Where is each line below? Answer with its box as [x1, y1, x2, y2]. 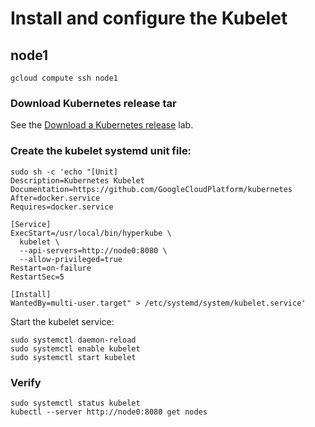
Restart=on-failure [10, 263, 92, 273]
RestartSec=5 [10, 272, 65, 282]
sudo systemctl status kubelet [10, 398, 141, 408]
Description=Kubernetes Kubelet [10, 175, 145, 186]
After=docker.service [10, 193, 101, 203]
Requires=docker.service [10, 202, 114, 212]
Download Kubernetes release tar [10, 96, 177, 110]
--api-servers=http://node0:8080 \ [19, 245, 168, 256]
